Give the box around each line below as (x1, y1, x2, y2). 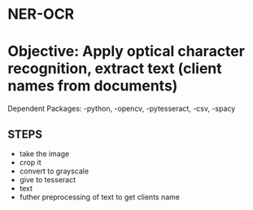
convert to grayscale (19, 166, 89, 176)
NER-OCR (7, 5, 75, 24)
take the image (19, 148, 70, 159)
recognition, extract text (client (7, 59, 223, 78)
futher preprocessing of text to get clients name (19, 192, 181, 202)
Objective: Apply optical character (7, 42, 246, 61)
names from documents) (7, 77, 178, 95)
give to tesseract (19, 174, 76, 184)
